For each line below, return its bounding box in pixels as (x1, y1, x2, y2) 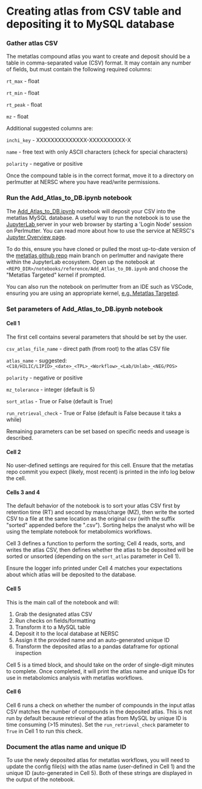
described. (6, 434, 33, 441)
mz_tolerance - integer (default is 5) (6, 386, 95, 393)
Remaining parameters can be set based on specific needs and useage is (6, 428, 190, 435)
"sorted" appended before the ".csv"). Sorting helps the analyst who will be (6, 522, 195, 529)
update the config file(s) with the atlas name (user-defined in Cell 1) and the (6, 763, 195, 770)
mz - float (6, 113, 29, 120)
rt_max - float (6, 77, 39, 85)
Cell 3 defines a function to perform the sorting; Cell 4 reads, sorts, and (6, 540, 185, 547)
